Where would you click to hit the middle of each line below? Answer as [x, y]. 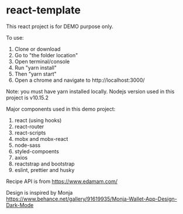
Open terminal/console [42, 61]
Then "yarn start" [35, 74]
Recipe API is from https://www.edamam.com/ [62, 181]
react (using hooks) [38, 120]
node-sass [27, 145]
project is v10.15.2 [27, 98]
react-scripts [30, 133]
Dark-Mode [20, 205]
